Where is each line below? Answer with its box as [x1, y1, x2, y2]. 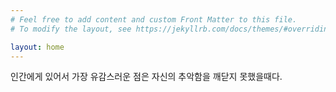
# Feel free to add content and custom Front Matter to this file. [10, 14, 298, 25]
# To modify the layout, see [10, 24, 132, 34]
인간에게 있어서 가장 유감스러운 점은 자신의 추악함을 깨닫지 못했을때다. [10, 71, 283, 83]
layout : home [10, 42, 65, 52]
